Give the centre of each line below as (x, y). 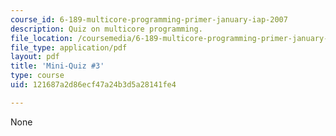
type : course (37, 76)
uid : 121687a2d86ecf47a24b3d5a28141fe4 (93, 85)
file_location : (42, 38)
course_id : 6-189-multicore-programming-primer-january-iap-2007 (149, 19)
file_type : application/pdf (69, 47)
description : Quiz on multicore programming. (106, 29)
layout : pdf (35, 57)
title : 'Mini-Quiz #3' (57, 66)
